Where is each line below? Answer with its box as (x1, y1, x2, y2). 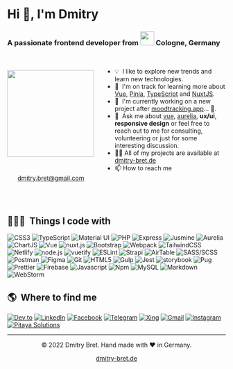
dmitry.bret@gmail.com (17, 174, 85, 183)
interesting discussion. (114, 142, 180, 150)
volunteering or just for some (114, 134, 198, 142)
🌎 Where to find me (7, 291, 97, 303)
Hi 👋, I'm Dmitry (7, 6, 99, 22)
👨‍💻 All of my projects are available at (114, 149, 220, 157)
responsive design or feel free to (114, 120, 210, 128)
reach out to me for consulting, (114, 126, 203, 135)
